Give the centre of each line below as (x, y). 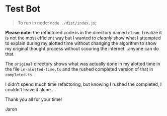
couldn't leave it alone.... (31, 89)
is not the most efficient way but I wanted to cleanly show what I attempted (83, 38)
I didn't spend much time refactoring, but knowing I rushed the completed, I (83, 84)
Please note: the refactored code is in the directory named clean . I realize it (83, 32)
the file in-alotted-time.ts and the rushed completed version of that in (79, 69)
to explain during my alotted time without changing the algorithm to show (81, 43)
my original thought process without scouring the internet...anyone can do (82, 48)
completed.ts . (19, 74)
